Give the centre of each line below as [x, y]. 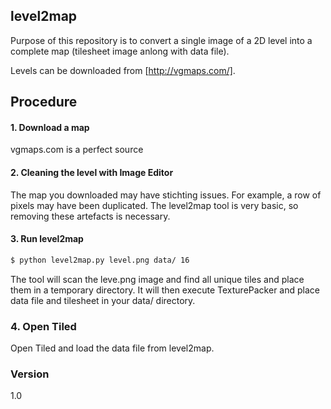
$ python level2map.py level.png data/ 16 [100, 260]
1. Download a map [50, 127]
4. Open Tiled [43, 326]
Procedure [44, 102]
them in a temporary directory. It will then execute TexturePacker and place [165, 290]
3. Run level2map [47, 239]
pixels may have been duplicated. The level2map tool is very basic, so [154, 205]
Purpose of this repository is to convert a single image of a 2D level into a [161, 40]
